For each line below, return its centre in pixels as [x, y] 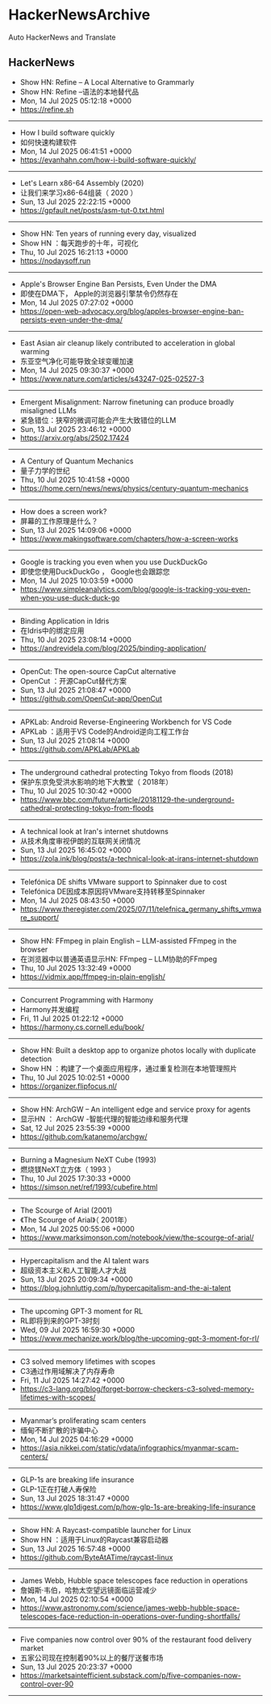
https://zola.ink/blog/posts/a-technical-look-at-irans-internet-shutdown [139, 858]
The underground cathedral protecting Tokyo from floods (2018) [127, 772]
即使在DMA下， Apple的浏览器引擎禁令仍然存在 [99, 293]
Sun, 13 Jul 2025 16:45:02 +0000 [75, 850]
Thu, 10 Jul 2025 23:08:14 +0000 [75, 639]
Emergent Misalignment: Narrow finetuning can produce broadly [127, 402]
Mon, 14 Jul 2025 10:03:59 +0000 [77, 580]
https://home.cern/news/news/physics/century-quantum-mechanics [134, 488]
